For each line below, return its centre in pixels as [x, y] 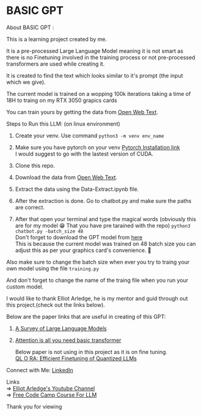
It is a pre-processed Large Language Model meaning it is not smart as [95, 51]
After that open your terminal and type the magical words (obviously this [106, 219]
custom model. [25, 287]
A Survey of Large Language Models [61, 328]
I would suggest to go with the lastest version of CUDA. [84, 154]
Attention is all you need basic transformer [68, 340]
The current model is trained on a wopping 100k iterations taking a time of [99, 94]
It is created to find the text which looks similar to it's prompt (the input [95, 75]
